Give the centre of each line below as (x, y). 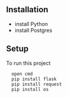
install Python (31, 24)
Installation (27, 10)
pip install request (37, 84)
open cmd (22, 74)
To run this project (28, 63)
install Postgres (33, 30)
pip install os (30, 89)
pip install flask (34, 79)
